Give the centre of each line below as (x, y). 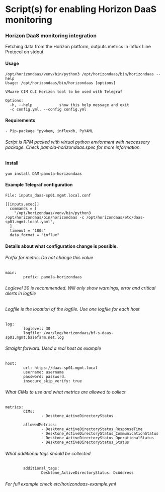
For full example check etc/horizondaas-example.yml (61, 484)
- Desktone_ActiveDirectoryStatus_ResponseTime (92, 429)
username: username (44, 372)
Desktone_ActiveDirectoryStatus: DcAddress (88, 473)
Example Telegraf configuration (39, 185)
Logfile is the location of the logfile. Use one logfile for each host (72, 309)
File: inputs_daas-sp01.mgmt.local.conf (48, 195)
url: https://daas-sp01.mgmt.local (61, 368)
